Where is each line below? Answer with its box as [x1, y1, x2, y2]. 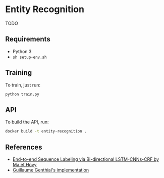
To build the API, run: [5, 119, 49, 125]
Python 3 [12, 48, 32, 54]
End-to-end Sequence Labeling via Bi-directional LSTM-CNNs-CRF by [12, 156, 159, 162]
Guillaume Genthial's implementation [12, 167, 89, 173]
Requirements [5, 35, 50, 43]
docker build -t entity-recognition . [5, 129, 87, 134]
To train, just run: [5, 82, 41, 88]
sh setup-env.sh [12, 55, 47, 60]
